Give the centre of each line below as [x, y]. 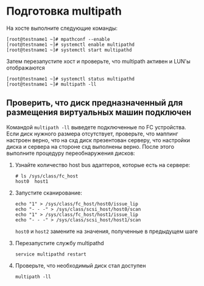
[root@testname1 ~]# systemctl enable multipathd [71, 45]
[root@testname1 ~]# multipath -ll [51, 84]
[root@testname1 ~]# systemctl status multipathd [71, 79]
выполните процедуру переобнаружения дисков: [71, 153]
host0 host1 [32, 181]
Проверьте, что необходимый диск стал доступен [80, 265]
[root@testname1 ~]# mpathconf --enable [58, 39]
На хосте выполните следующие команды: [62, 28]
